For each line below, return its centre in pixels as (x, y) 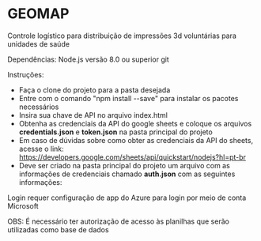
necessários (39, 107)
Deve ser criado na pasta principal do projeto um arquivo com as (124, 165)
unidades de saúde (39, 43)
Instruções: (26, 74)
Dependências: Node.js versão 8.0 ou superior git (88, 59)
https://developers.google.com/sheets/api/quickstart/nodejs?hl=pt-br (132, 157)
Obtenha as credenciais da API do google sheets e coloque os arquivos (135, 123)
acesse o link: (41, 149)
